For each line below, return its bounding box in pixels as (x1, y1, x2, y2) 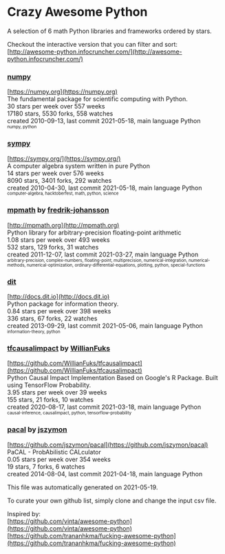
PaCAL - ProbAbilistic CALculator (7, 447, 101, 456)
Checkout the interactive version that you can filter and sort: (7, 40, 178, 48)
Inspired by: (7, 509, 41, 518)
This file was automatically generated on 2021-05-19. (7, 483, 158, 491)
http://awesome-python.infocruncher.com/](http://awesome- (9, 47, 182, 56)
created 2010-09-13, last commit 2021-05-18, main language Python (7, 117, 201, 125)
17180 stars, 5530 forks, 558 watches (7, 109, 114, 118)
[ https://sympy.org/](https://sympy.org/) (7, 154, 121, 162)
